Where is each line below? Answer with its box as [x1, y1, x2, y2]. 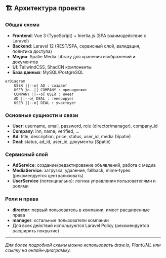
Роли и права [5, 195, 39, 202]
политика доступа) [12, 48, 52, 54]
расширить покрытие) [12, 227, 59, 233]
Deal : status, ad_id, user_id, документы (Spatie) [12, 139, 111, 145]
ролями [12, 183, 29, 189]
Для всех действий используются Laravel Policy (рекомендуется [12, 222, 149, 228]
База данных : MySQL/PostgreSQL [12, 69, 84, 75]
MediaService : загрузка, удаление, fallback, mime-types [12, 167, 131, 174]
